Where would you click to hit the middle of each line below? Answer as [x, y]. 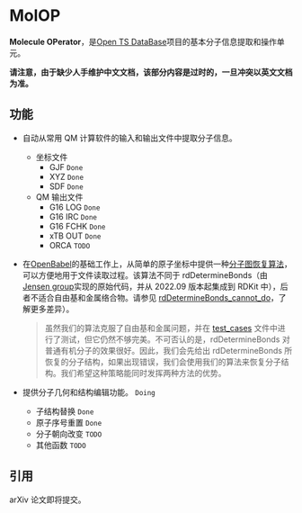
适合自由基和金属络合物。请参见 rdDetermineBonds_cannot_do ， [158, 297]
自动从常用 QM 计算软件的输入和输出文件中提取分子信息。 [130, 138]
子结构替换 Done [65, 411]
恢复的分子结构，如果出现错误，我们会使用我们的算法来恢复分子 [163, 362]
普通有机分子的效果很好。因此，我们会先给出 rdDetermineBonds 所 [169, 350]
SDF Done [66, 186]
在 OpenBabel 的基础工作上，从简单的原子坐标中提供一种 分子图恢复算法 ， [157, 264]
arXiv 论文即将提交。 [48, 499]
